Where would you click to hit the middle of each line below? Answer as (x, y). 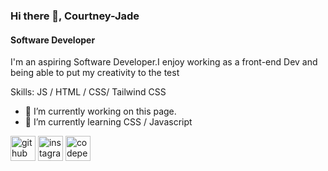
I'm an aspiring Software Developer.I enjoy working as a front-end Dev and (164, 62)
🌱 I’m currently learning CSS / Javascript (108, 122)
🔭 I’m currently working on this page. (100, 111)
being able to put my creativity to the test (95, 73)
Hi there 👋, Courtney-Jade (75, 16)
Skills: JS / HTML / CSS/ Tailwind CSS (88, 92)
